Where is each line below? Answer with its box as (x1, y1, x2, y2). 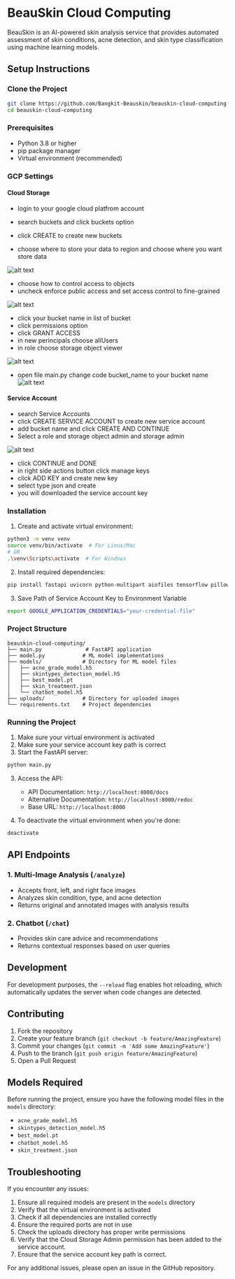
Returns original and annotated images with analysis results (17, 901, 190, 909)
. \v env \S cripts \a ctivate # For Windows (7, 555, 127, 562)
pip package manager (17, 146, 81, 155)
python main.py (7, 762, 52, 769)
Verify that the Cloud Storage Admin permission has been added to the (17, 1236, 222, 1244)
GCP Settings (7, 171, 54, 181)
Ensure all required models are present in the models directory (17, 1198, 196, 1207)
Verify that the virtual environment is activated (17, 1206, 151, 1214)
